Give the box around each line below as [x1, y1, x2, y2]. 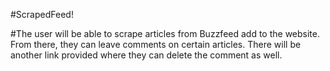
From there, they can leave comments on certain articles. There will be [10, 39, 302, 50]
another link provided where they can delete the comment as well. [10, 49, 283, 61]
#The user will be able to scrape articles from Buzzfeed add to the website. [10, 28, 321, 39]
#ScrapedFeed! [10, 9, 74, 20]
